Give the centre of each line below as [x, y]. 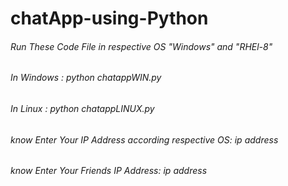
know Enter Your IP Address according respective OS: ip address [144, 139]
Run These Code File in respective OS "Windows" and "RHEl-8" [141, 46]
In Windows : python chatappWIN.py [86, 78]
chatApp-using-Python [109, 18]
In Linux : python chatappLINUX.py [82, 108]
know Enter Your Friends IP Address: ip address [109, 171]
